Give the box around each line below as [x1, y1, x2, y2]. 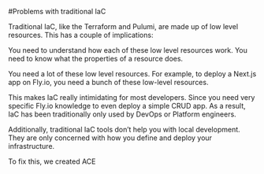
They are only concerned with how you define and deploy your [8, 133, 213, 143]
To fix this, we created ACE [8, 157, 96, 166]
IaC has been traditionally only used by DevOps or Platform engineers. [8, 109, 236, 119]
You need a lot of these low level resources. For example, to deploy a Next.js [8, 69, 257, 78]
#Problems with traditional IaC [8, 7, 106, 16]
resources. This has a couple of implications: [8, 31, 154, 39]
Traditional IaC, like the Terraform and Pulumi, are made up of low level [8, 22, 239, 31]
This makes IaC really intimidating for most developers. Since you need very [8, 93, 255, 102]
